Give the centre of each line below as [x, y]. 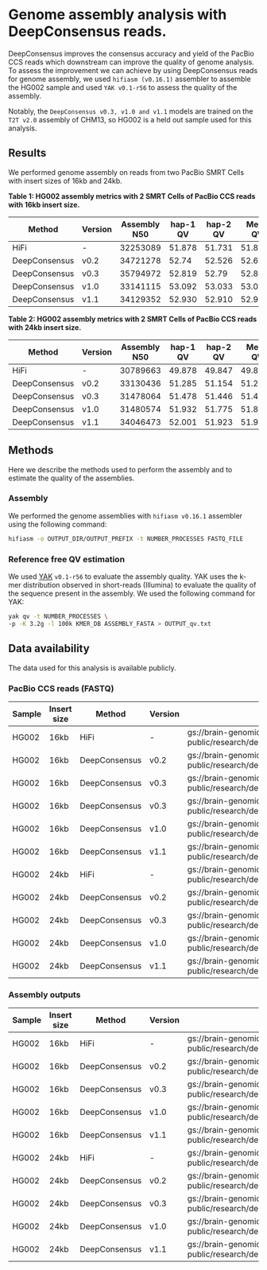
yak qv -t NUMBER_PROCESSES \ [58, 617]
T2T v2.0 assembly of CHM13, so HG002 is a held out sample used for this [130, 119]
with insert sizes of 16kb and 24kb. [66, 181]
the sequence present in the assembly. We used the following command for [132, 593]
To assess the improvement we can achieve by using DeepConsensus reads [133, 70]
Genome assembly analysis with [118, 15]
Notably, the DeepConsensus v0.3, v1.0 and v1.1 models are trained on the [131, 111]
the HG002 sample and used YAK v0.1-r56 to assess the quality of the [123, 87]
